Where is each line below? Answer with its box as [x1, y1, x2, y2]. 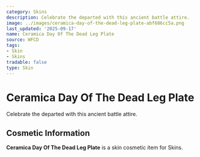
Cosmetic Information [6, 128, 90, 138]
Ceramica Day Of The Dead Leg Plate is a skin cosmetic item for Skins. [6, 144, 184, 151]
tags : [6, 43, 20, 49]
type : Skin [6, 64, 34, 71]
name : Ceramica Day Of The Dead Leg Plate [6, 31, 114, 37]
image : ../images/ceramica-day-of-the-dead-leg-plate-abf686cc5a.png [6, 20, 185, 26]
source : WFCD [6, 37, 39, 43]
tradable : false [6, 59, 47, 65]
